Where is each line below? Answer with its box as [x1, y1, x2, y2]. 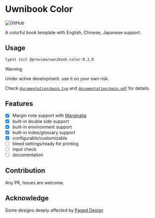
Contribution [5, 166, 46, 175]
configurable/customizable [12, 135, 68, 141]
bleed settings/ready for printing [12, 140, 79, 147]
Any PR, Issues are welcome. [5, 179, 64, 185]
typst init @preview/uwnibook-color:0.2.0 [5, 57, 94, 62]
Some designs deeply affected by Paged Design [5, 207, 103, 213]
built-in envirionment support [12, 124, 72, 130]
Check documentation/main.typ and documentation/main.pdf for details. [5, 85, 150, 91]
